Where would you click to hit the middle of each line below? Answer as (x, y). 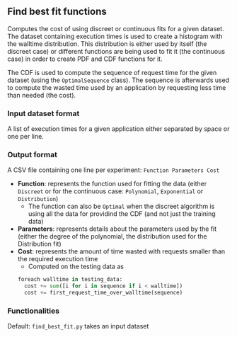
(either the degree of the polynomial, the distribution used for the (112, 236)
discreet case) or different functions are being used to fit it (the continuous (116, 51)
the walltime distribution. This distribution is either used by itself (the (107, 44)
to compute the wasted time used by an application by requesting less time (117, 87)
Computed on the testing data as (76, 267)
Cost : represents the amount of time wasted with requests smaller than (121, 251)
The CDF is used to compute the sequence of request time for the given (112, 72)
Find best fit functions (57, 12)
